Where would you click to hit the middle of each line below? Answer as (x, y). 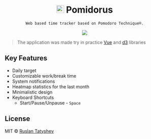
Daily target (24, 71)
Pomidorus (90, 10)
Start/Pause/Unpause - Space (50, 102)
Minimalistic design (32, 92)
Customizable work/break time (44, 76)
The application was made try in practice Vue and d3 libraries (81, 42)
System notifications (33, 81)
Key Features (26, 58)
